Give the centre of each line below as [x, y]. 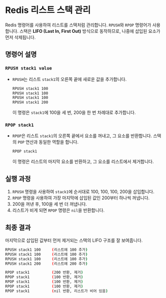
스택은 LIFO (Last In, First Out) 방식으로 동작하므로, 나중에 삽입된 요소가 [90, 31]
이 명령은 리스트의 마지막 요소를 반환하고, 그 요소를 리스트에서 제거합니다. [83, 161]
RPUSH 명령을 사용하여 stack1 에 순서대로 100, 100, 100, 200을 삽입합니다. [83, 192]
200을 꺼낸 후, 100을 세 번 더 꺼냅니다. [50, 204]
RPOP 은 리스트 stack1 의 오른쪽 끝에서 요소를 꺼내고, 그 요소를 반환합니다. [82, 136]
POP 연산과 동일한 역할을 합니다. [48, 142]
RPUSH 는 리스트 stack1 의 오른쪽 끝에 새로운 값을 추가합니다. [69, 79]
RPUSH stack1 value [28, 68]
